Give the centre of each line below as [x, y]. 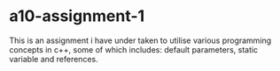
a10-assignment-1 [77, 16]
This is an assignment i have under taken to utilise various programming [140, 40]
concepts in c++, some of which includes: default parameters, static [134, 49]
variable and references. [54, 59]
